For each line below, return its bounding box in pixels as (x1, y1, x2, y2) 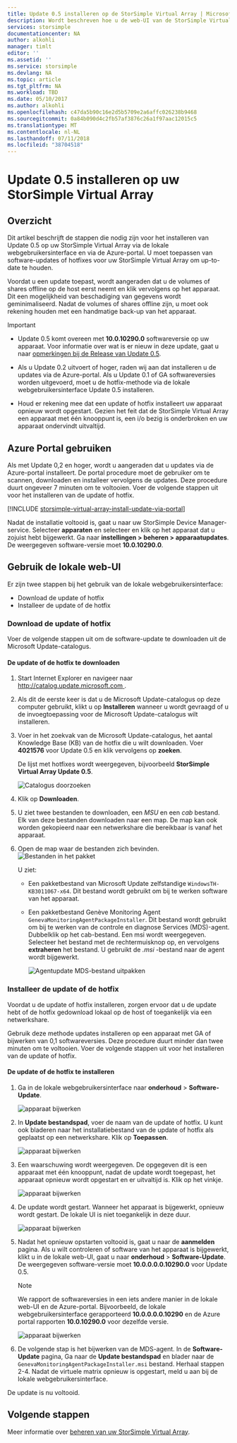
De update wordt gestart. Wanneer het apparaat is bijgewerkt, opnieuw (17, 1202, 224, 1211)
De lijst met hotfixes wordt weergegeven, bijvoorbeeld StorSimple (17, 760, 210, 769)
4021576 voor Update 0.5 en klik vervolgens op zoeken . (17, 746, 182, 755)
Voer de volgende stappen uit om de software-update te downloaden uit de (7, 635, 227, 643)
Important (7, 321, 36, 329)
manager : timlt (7, 43, 52, 50)
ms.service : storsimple (7, 63, 78, 70)
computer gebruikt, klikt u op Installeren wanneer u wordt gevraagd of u (17, 702, 229, 711)
